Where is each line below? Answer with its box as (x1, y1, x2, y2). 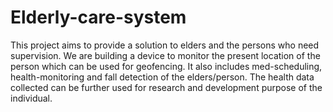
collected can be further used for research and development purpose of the (10, 81, 323, 93)
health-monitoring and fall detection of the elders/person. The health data (10, 71, 315, 83)
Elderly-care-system (10, 6, 187, 29)
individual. (10, 92, 53, 104)
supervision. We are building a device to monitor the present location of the (10, 49, 321, 61)
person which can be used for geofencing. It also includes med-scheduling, (10, 60, 323, 72)
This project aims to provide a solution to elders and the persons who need (10, 39, 320, 51)
